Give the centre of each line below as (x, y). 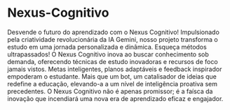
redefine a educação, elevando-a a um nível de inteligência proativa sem (112, 84)
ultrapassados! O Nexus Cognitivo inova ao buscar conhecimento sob (108, 54)
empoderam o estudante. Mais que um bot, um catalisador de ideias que (112, 76)
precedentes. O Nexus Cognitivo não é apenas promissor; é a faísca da (110, 91)
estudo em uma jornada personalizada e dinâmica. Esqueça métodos (107, 47)
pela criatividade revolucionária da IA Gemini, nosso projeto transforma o (113, 39)
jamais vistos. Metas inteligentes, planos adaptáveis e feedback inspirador (115, 69)
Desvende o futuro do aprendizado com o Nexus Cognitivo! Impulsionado (113, 32)
